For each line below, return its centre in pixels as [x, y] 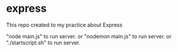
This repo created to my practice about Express [64, 25]
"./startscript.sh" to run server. [43, 43]
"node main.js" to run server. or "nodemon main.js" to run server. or [89, 36]
